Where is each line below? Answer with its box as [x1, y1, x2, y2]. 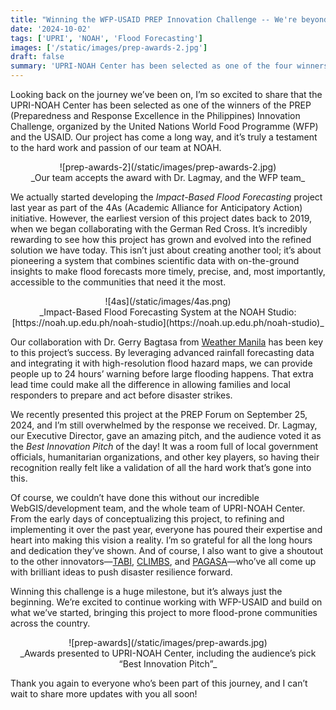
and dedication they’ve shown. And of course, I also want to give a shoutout [10, 545, 324, 556]
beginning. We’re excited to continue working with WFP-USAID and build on [10, 596, 323, 608]
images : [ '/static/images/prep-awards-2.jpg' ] [10, 42, 208, 53]
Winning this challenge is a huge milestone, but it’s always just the [10, 586, 283, 597]
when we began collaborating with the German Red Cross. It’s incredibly [10, 223, 308, 235]
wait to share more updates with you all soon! [10, 688, 198, 700]
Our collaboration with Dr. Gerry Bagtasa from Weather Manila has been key [10, 336, 324, 348]
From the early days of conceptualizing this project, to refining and [10, 513, 285, 525]
